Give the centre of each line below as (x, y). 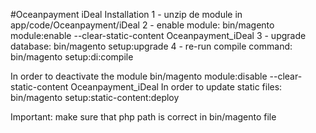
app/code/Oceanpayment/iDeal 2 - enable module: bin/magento (142, 25)
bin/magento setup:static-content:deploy (95, 97)
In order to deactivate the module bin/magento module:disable (139, 76)
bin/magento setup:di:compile (72, 57)
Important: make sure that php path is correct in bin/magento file (143, 117)
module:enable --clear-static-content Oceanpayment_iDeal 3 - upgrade (158, 35)
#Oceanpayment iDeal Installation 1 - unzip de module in (126, 14)
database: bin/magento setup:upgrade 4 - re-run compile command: (151, 46)
